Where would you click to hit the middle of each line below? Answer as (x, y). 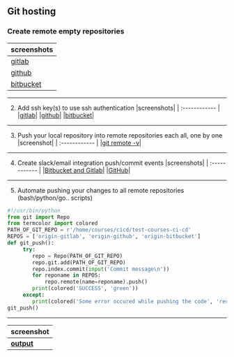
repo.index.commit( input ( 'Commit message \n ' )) (101, 269)
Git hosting (32, 12)
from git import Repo (39, 217)
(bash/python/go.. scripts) (55, 198)
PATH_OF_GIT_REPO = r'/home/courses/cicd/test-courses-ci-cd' (99, 230)
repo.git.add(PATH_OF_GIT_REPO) (79, 262)
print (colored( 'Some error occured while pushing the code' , (123, 301)
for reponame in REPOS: (67, 275)
